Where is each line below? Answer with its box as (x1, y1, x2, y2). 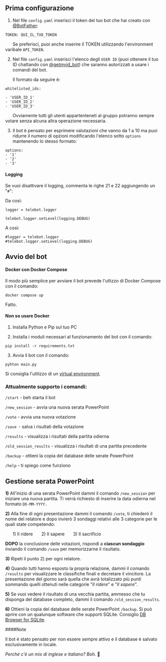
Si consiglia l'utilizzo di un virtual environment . (5, 371, 101, 377)
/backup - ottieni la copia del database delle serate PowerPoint (5, 453, 133, 459)
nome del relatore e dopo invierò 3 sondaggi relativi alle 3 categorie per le (5, 516, 157, 522)
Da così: (5, 198, 22, 204)
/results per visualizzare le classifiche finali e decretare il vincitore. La (5, 570, 151, 576)
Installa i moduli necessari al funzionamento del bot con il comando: (12, 334, 152, 340)
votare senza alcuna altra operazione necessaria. (5, 118, 106, 124)
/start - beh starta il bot (5, 395, 56, 401)
